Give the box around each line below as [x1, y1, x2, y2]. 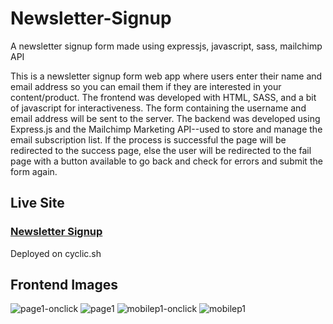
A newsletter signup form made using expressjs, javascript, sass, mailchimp [10, 40, 323, 52]
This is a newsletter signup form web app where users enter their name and [10, 70, 323, 82]
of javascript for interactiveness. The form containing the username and [10, 102, 307, 114]
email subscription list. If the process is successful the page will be [10, 133, 287, 146]
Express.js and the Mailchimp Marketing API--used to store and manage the [10, 123, 323, 135]
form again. [10, 165, 58, 177]
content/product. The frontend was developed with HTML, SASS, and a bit [10, 91, 317, 103]
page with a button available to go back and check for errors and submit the [10, 155, 323, 167]
